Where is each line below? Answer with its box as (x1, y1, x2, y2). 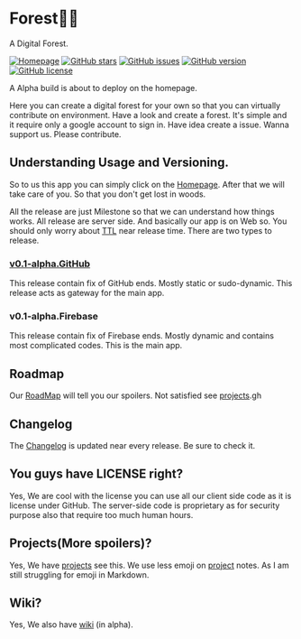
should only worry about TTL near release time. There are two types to (9, 225, 272, 236)
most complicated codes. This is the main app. (9, 340, 183, 351)
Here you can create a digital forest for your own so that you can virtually (9, 99, 281, 111)
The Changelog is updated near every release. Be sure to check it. (9, 440, 255, 450)
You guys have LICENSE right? (9, 467, 183, 482)
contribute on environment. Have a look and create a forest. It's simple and (9, 109, 287, 120)
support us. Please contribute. (9, 128, 122, 139)
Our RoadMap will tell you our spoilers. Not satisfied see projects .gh (9, 390, 262, 401)
